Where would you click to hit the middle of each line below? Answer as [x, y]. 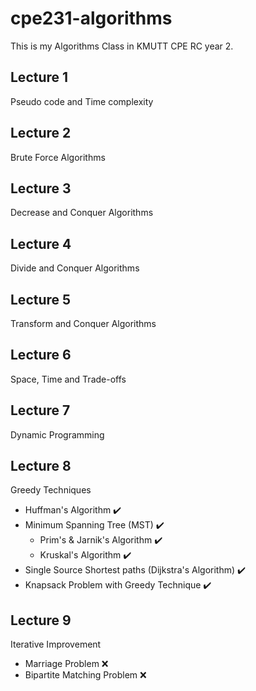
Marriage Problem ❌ [66, 664]
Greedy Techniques [51, 490]
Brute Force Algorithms [58, 157]
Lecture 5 [41, 299]
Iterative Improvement [56, 644]
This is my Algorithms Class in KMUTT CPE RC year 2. [122, 46]
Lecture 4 [41, 243]
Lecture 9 [41, 620]
